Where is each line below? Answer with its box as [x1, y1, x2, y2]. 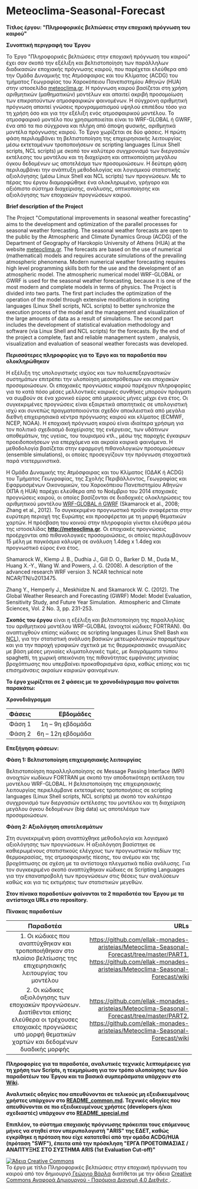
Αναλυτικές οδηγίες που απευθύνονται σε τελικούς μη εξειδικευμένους [6, 1090, 190, 1097]
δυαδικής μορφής [20, 1045, 70, 1053]
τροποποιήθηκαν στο [15, 946, 75, 955]
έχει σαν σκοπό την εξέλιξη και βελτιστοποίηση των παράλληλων [6, 59, 169, 66]
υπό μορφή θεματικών [14, 1030, 77, 1038]
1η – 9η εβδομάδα [40, 720, 92, 728]
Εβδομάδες [58, 710, 92, 718]
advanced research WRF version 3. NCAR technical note [6, 568, 143, 575]
